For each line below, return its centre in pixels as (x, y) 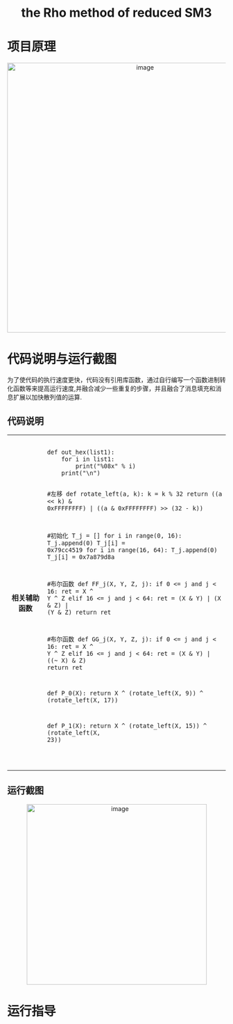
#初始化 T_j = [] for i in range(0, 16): (114, 535)
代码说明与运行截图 (62, 359)
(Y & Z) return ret (79, 612)
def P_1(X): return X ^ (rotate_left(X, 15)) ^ (127, 726)
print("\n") (81, 473)
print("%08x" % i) (106, 466)
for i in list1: (88, 459)
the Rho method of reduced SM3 (116, 13)
